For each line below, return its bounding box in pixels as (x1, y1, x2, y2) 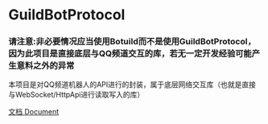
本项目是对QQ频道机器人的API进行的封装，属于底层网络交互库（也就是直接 (8, 80, 256, 89)
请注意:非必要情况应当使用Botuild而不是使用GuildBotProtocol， (8, 36, 256, 48)
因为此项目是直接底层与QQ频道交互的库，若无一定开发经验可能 (8, 48, 252, 60)
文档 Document (8, 107, 59, 117)
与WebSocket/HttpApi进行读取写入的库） (8, 90, 145, 100)
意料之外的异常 (16, 60, 75, 72)
